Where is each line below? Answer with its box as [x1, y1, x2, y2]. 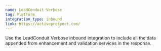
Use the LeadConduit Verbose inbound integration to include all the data [5, 35, 156, 41]
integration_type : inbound [5, 16, 62, 21]
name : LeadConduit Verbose [5, 7, 62, 12]
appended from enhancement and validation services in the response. [5, 40, 152, 46]
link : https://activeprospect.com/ [5, 21, 80, 26]
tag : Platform [5, 12, 35, 17]
